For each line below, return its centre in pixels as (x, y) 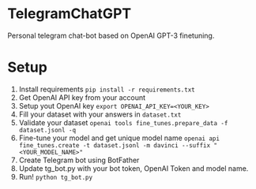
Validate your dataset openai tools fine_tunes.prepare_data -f (123, 122)
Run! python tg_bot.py (55, 176)
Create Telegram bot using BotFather (79, 160)
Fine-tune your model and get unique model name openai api (119, 138)
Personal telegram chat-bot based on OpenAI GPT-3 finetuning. (111, 35)
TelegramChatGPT (70, 14)
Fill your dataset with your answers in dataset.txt (100, 114)
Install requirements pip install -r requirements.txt (107, 89)
